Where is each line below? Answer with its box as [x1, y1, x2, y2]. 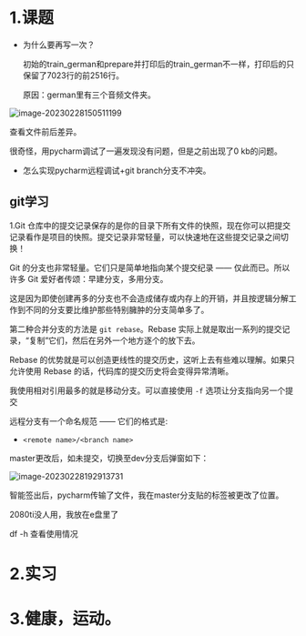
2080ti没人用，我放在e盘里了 [9, 509, 119, 520]
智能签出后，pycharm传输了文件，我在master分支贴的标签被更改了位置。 [9, 490, 284, 500]
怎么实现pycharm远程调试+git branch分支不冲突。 [22, 165, 211, 176]
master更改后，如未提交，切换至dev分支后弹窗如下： [9, 452, 209, 463]
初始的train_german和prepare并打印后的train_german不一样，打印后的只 [22, 58, 295, 69]
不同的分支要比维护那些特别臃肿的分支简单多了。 [25, 304, 209, 315]
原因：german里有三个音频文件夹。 [22, 89, 157, 100]
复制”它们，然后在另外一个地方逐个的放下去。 [28, 335, 200, 346]
